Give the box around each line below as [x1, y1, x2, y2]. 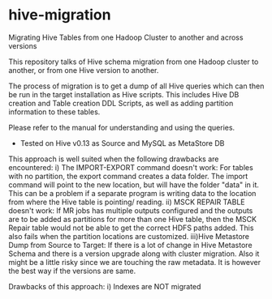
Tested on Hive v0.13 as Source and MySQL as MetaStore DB [19, 138, 225, 147]
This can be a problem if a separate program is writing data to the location [8, 188, 257, 198]
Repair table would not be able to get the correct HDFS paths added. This [8, 223, 254, 233]
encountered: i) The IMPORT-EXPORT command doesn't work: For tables [8, 162, 253, 172]
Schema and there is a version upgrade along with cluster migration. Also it [8, 249, 260, 258]
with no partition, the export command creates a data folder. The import [8, 171, 248, 181]
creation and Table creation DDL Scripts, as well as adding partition [8, 98, 234, 108]
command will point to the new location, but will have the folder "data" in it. [8, 180, 260, 190]
